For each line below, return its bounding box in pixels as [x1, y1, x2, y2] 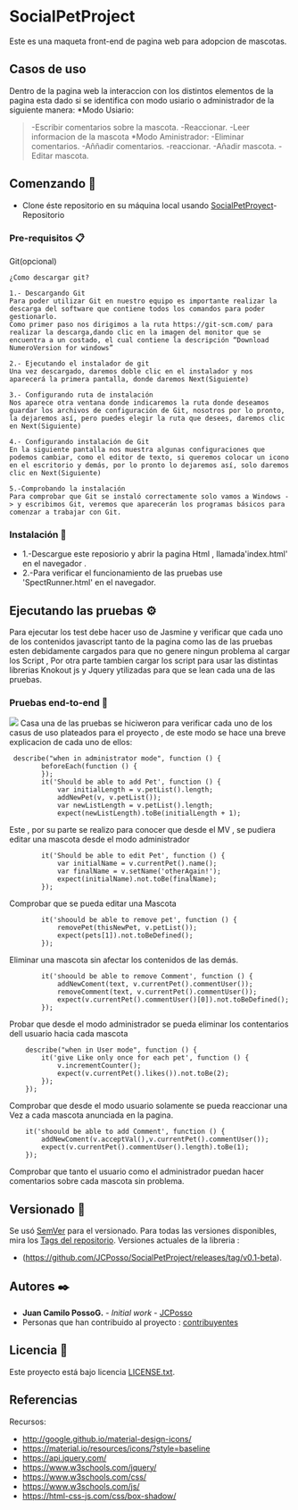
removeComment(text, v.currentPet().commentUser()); [56, 987, 257, 997]
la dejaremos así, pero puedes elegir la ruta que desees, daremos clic [9, 414, 286, 423]
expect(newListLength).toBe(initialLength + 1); [56, 809, 242, 818]
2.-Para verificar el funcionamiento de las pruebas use [21, 567, 223, 578]
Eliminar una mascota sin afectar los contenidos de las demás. [9, 954, 239, 966]
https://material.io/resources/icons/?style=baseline [21, 1443, 211, 1454]
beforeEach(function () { [41, 762, 138, 771]
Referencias [9, 1392, 79, 1408]
